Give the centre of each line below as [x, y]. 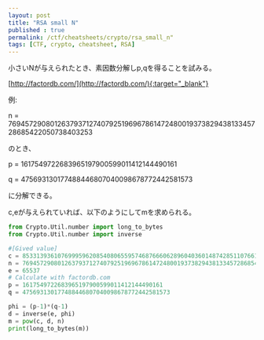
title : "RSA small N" [44, 23]
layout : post [29, 15]
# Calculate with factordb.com [59, 278]
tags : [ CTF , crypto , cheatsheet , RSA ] [71, 45]
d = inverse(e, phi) [42, 314]
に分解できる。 [32, 196]
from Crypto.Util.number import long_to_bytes [86, 227]
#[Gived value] [33, 248]
